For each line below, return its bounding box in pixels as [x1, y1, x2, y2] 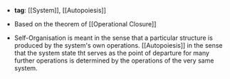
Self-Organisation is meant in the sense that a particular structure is [14, 33, 214, 42]
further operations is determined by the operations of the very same [14, 56, 214, 65]
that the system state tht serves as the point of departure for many [14, 49, 210, 57]
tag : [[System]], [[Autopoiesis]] [14, 6, 107, 14]
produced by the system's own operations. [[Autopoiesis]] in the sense [14, 41, 223, 49]
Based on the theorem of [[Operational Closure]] [14, 20, 157, 28]
